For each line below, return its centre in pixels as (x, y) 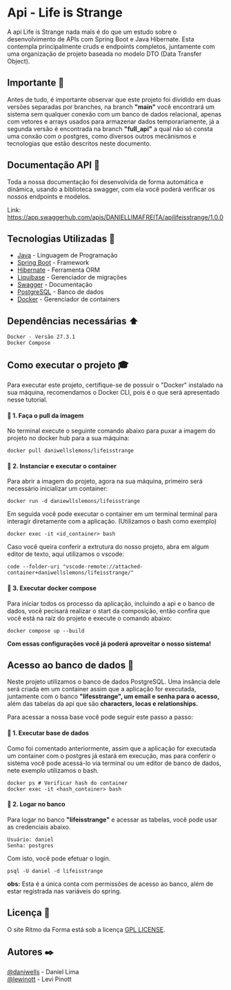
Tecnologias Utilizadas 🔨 (61, 238)
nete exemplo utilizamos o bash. (53, 770)
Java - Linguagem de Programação (67, 255)
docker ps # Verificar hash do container (68, 783)
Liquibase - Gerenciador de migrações (72, 277)
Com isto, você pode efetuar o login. (59, 858)
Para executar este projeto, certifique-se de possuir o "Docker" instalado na (115, 385)
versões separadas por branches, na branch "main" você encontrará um (111, 107)
